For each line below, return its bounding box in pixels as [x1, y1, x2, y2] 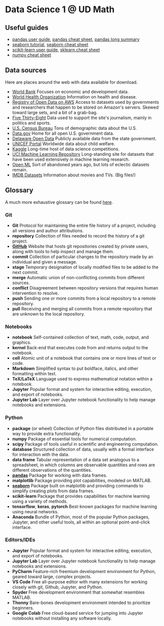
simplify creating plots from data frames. [12, 488, 94, 494]
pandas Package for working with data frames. [12, 472, 108, 478]
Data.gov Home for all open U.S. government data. [12, 130, 114, 136]
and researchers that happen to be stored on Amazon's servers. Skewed [12, 104, 159, 110]
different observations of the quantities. [12, 467, 92, 473]
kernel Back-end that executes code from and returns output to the [12, 345, 148, 351]
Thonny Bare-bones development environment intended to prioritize [12, 600, 151, 605]
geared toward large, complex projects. [12, 574, 92, 579]
